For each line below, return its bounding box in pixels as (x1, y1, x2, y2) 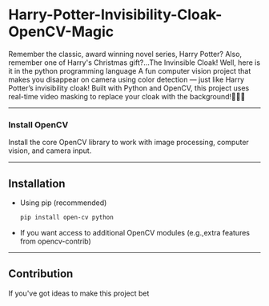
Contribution (8, 267, 74, 281)
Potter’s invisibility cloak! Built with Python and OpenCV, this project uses (8, 83, 250, 93)
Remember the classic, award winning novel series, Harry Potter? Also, (8, 49, 243, 58)
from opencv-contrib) (19, 236, 92, 246)
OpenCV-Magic (8, 22, 114, 41)
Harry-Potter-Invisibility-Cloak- (8, 6, 223, 24)
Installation (8, 176, 66, 190)
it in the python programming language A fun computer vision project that (8, 66, 251, 75)
